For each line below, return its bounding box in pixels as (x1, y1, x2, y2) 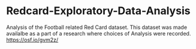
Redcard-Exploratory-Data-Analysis (6, 4, 191, 18)
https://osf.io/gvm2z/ (6, 36, 59, 43)
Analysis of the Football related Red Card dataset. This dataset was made (6, 24, 188, 31)
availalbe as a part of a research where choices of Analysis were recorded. (6, 30, 191, 37)
